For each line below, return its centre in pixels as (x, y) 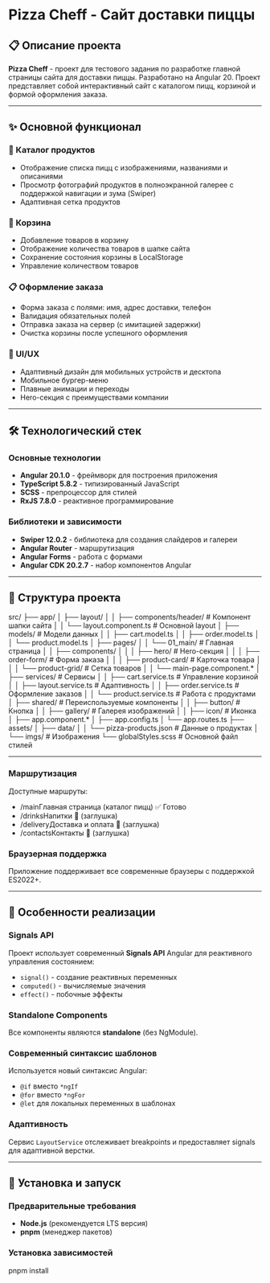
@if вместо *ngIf (49, 1086)
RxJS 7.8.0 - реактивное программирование (97, 501)
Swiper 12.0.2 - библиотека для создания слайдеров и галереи (129, 539)
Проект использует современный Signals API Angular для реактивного (131, 953)
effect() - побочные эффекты (71, 994)
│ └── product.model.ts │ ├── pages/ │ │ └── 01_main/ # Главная (121, 643)
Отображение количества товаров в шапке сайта (105, 248)
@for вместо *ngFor (53, 1095)
